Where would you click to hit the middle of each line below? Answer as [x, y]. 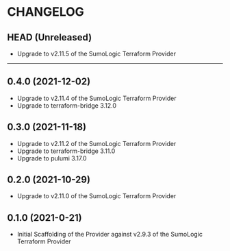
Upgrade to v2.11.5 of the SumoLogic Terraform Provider [97, 53]
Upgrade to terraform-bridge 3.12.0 [67, 105]
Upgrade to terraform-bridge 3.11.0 [66, 151]
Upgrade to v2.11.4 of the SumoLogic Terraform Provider [97, 98]
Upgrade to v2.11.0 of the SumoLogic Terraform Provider [97, 196]
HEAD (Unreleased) [50, 37]
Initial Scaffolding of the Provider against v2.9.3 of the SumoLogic [110, 235]
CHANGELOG [46, 12]
